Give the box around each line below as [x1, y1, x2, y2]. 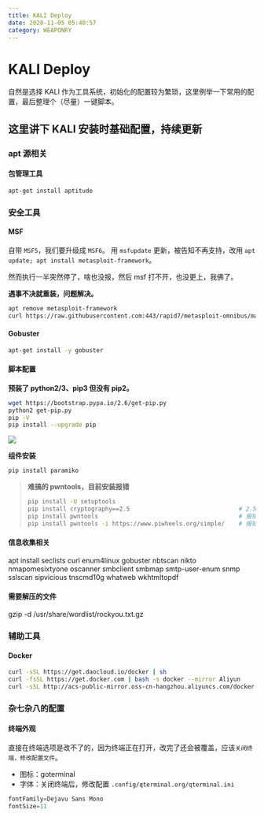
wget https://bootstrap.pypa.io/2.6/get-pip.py [8, 399, 167, 407]
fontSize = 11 [8, 802, 47, 810]
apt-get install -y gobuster [8, 346, 104, 355]
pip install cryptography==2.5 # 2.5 [27, 505, 257, 513]
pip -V [8, 414, 30, 421]
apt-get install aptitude [8, 187, 93, 195]
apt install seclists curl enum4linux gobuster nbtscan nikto [8, 555, 196, 565]
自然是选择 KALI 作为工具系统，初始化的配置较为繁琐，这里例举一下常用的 [8, 87, 247, 97]
